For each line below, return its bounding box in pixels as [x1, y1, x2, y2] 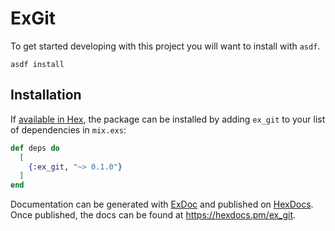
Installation [10, 87, 82, 104]
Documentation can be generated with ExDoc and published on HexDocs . [10, 198, 314, 211]
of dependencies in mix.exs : [10, 123, 127, 136]
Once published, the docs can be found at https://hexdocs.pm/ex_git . [10, 209, 297, 221]
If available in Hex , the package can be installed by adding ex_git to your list [10, 113, 326, 125]
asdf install [10, 59, 65, 69]
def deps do [10, 143, 60, 153]
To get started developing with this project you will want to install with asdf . [10, 40, 321, 52]
